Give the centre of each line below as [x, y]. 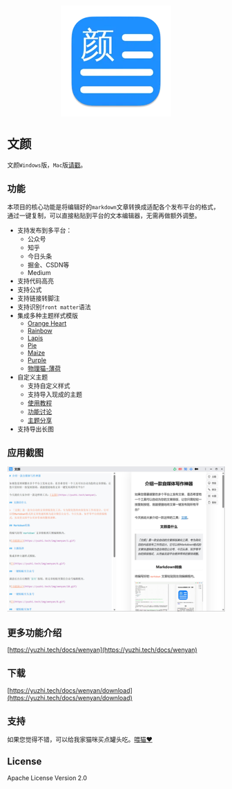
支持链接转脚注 [38, 298]
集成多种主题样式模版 [47, 315]
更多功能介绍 [35, 633]
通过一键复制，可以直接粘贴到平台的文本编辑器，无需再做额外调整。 [104, 215]
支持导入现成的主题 [55, 394]
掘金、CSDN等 [48, 265]
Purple [37, 360]
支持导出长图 [35, 429]
